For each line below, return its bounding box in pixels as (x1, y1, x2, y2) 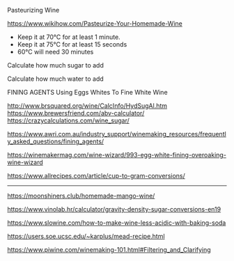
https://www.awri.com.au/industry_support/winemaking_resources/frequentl (7, 130, 226, 138)
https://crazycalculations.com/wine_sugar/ (7, 116, 130, 125)
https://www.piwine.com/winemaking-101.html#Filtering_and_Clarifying (7, 246, 211, 253)
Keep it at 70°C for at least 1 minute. (17, 33, 120, 41)
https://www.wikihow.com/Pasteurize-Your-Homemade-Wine (7, 19, 182, 27)
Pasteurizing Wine (7, 6, 60, 14)
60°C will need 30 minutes (17, 48, 94, 56)
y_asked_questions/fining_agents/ (7, 137, 104, 145)
